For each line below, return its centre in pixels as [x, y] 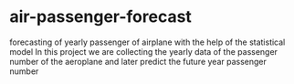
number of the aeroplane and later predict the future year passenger [138, 61]
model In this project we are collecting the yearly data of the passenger [144, 51]
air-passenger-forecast [100, 17]
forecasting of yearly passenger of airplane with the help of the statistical [147, 42]
